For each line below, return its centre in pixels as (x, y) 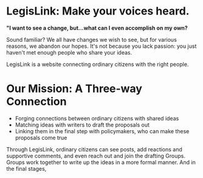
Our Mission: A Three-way (74, 89)
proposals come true (41, 137)
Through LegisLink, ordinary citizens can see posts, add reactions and (94, 149)
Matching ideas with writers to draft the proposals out (82, 125)
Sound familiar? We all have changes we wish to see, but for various (92, 39)
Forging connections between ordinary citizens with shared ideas (97, 118)
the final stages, (26, 168)
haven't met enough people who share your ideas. (69, 52)
